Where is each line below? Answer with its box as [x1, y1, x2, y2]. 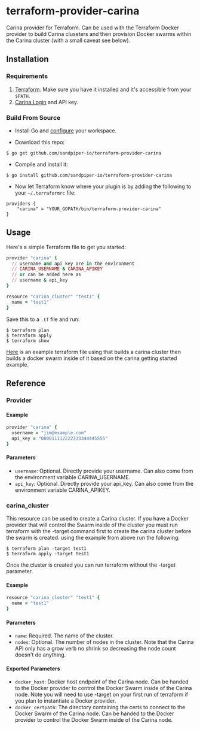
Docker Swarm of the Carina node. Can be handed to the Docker [14, 710, 174, 717]
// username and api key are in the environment [11, 261, 135, 267]
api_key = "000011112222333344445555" [11, 435, 109, 441]
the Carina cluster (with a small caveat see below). [6, 37, 131, 44]
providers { [6, 201, 36, 207]
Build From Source [6, 113, 61, 122]
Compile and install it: [14, 161, 69, 168]
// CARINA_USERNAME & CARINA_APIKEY [11, 266, 103, 272]
